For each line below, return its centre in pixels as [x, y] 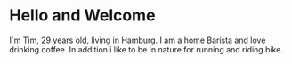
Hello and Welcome [82, 16]
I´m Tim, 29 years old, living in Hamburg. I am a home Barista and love [138, 40]
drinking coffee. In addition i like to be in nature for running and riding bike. [146, 49]
